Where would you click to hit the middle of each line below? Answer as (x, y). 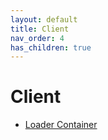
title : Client (40, 29)
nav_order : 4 (37, 38)
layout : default (44, 19)
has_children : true (51, 47)
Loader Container (61, 125)
